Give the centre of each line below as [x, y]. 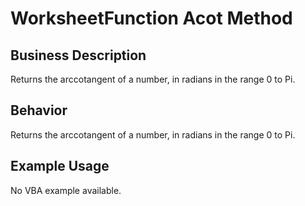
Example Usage [60, 166]
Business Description [78, 55]
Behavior [39, 110]
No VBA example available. [66, 190]
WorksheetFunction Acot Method [151, 18]
